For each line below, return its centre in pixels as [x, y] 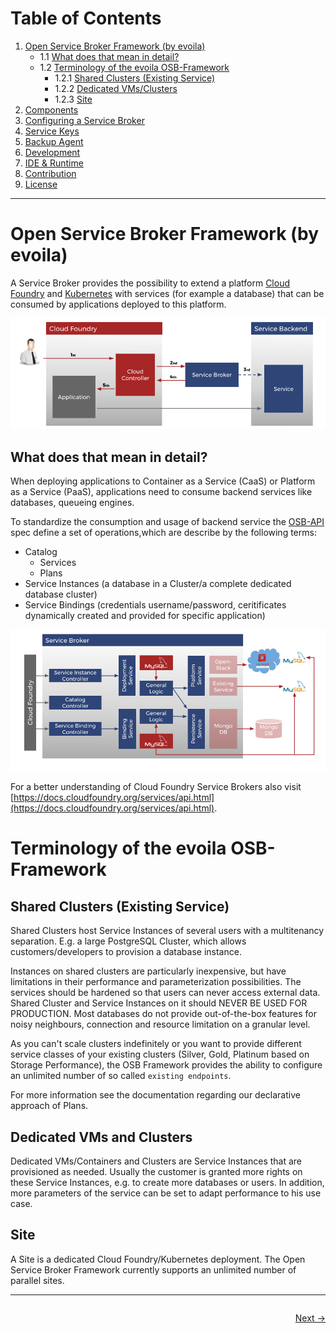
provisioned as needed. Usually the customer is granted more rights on [156, 1172]
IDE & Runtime [54, 163]
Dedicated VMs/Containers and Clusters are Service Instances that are [156, 1161]
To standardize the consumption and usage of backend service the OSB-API [167, 522]
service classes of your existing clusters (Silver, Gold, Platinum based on [160, 1054]
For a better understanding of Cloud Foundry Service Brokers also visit [156, 787]
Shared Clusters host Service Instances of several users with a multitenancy [167, 931]
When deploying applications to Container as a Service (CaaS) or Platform [163, 481]
